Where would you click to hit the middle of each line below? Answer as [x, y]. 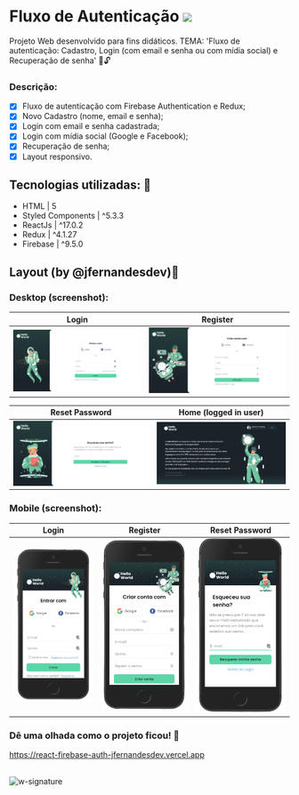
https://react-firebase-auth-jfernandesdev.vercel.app [107, 755]
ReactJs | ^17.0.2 [53, 225]
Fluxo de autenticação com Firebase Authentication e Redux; [134, 106]
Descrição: [33, 86]
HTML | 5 [39, 206]
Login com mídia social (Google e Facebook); [105, 136]
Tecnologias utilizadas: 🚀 [80, 185]
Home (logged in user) [221, 413]
